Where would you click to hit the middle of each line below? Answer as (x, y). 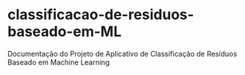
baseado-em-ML (65, 32)
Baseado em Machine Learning (59, 62)
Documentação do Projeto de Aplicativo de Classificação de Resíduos (122, 53)
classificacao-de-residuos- (101, 15)
